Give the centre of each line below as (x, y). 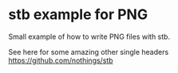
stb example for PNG (78, 15)
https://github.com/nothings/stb (61, 60)
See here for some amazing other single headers (89, 52)
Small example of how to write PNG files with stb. (89, 36)
